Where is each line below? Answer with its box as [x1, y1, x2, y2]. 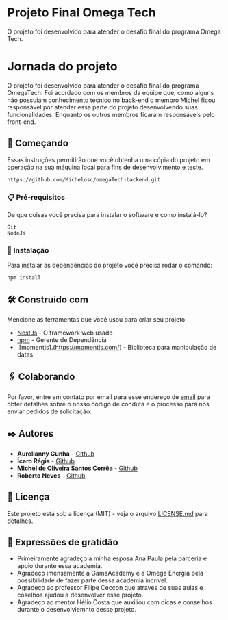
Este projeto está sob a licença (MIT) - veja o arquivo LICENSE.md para [7, 509, 209, 517]
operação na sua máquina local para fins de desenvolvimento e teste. [7, 163, 203, 171]
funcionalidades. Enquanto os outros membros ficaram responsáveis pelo [7, 110, 215, 118]
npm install [7, 274, 41, 281]
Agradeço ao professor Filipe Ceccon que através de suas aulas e [16, 584, 203, 592]
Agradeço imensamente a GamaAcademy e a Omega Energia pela [16, 569, 204, 578]
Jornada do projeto [7, 59, 118, 75]
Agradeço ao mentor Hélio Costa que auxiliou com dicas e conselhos [16, 598, 212, 606]
